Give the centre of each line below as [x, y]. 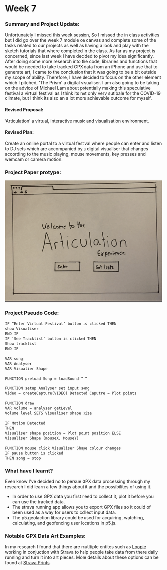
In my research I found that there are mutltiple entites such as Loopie [76, 546]
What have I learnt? [29, 471]
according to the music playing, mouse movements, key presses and [75, 154]
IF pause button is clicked [34, 453]
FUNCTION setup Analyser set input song [48, 388]
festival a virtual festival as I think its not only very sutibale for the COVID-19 [83, 93]
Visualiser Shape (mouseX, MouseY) [42, 438]
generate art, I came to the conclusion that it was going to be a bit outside [81, 72]
